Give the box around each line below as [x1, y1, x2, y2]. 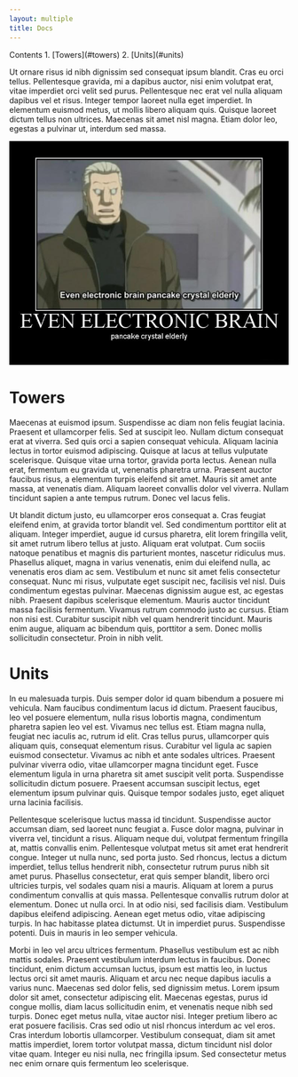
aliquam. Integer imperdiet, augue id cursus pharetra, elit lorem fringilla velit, [9, 529, 288, 539]
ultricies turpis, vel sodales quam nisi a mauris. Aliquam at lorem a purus [9, 880, 274, 890]
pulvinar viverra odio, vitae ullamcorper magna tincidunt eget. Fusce [9, 759, 259, 770]
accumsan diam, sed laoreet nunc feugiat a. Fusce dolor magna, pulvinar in [9, 823, 284, 834]
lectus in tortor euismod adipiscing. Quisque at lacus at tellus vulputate [9, 445, 269, 456]
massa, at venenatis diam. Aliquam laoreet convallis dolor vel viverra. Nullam [9, 483, 289, 493]
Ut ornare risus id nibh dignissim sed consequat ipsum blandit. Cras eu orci [9, 67, 284, 77]
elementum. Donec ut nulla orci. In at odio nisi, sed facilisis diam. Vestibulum [9, 898, 289, 910]
